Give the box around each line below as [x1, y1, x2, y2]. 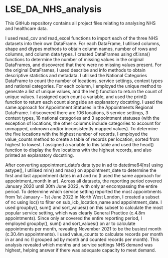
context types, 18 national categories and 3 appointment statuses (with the [5, 115, 159, 121]
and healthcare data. [5, 25, 48, 31]
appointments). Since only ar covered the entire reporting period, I [5, 215, 142, 221]
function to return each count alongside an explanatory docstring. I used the [5, 99, 163, 105]
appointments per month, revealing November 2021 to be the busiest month [5, 225, 162, 231]
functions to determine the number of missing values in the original [5, 56, 144, 62]
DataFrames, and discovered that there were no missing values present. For [5, 62, 162, 68]
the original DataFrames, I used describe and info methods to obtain [5, 67, 146, 73]
